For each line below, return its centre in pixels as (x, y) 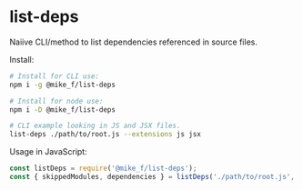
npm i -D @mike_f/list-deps (63, 110)
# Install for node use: (56, 101)
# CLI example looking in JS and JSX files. (95, 126)
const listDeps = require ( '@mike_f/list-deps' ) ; (103, 169)
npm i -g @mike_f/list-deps (63, 85)
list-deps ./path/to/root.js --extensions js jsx (106, 135)
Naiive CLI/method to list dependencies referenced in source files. (133, 42)
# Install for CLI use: (55, 76)
